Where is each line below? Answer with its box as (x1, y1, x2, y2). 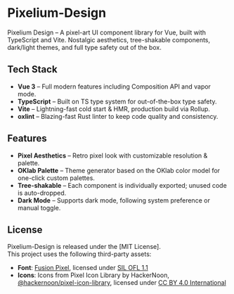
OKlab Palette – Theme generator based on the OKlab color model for (17, 166, 220, 174)
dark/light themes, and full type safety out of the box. (7, 43, 162, 51)
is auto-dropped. (17, 188, 67, 197)
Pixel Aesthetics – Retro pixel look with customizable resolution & (17, 151, 208, 160)
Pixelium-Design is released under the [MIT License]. (7, 243, 162, 251)
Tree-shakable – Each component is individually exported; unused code (17, 181, 227, 189)
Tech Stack (7, 63, 58, 75)
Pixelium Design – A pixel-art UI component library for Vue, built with (7, 28, 206, 37)
